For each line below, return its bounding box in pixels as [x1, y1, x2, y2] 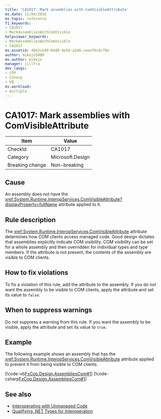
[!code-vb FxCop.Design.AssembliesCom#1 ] [5, 371, 93, 377]
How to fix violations [5, 268, 68, 277]
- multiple [5, 89, 27, 94]
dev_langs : [5, 66, 27, 71]
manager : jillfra [5, 61, 40, 66]
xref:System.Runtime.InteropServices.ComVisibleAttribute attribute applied [5, 356, 154, 362]
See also [5, 390, 32, 399]
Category [7, 154, 29, 161]
